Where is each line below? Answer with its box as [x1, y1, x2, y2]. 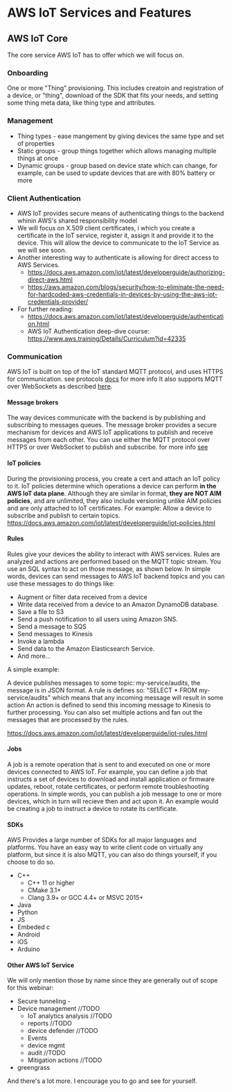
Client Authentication [7, 193, 81, 203]
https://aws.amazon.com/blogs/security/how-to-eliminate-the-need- [27, 282, 225, 291]
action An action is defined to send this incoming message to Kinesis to [7, 701, 211, 709]
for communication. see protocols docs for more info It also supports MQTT [7, 375, 223, 383]
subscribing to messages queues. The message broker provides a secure [7, 421, 217, 429]
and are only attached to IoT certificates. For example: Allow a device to [7, 504, 212, 512]
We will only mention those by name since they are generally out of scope [7, 976, 218, 984]
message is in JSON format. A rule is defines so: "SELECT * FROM [7, 685, 197, 694]
